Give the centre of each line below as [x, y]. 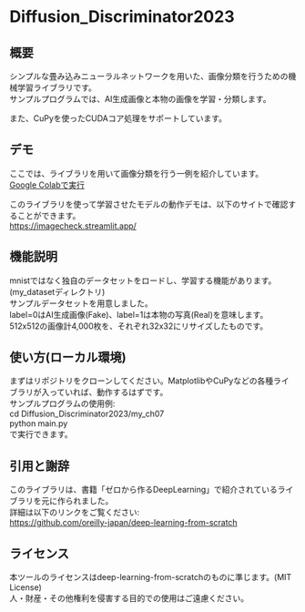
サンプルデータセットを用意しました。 [81, 303]
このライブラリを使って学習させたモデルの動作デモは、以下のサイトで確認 [149, 204]
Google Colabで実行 [47, 185]
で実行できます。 [41, 434]
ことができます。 [49, 215]
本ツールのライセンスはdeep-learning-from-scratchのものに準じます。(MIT [151, 577]
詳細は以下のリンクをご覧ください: [75, 513]
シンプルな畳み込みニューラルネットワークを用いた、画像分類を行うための [149, 76]
